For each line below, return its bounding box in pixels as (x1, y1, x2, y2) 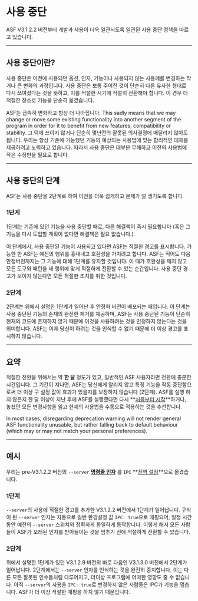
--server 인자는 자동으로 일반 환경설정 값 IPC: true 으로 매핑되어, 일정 (18, 514, 181, 521)
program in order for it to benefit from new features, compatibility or (6, 122, 171, 129)
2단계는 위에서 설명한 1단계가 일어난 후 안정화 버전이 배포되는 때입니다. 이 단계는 (6, 303, 190, 310)
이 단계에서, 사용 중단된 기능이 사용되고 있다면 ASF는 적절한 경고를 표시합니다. (6, 243, 186, 250)
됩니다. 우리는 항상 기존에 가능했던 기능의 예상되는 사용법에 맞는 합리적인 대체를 (6, 136, 189, 143)
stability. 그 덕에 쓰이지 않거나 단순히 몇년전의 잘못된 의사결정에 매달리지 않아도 (6, 129, 189, 136)
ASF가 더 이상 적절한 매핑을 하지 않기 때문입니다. (18, 589, 131, 596)
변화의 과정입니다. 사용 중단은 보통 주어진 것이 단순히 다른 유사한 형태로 (23, 82, 187, 89)
